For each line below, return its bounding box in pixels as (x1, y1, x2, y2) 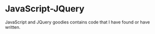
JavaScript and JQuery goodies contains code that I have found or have (5, 19, 150, 25)
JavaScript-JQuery (5, 3, 85, 14)
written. (5, 24, 21, 30)
